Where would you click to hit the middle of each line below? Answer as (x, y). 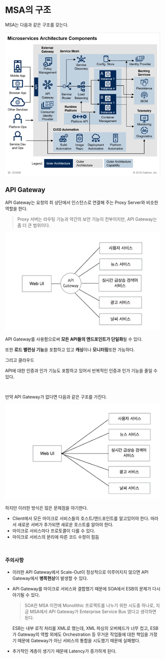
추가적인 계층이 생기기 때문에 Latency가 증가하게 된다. (64, 651)
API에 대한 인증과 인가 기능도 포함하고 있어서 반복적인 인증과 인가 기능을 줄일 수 (81, 370)
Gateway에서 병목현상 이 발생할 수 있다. (50, 578)
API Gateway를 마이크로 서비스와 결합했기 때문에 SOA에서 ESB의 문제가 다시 (86, 588)
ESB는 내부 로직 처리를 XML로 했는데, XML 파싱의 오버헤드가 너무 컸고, (81, 628)
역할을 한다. (16, 208)
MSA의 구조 (28, 10)
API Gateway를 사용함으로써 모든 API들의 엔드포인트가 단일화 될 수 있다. (74, 339)
